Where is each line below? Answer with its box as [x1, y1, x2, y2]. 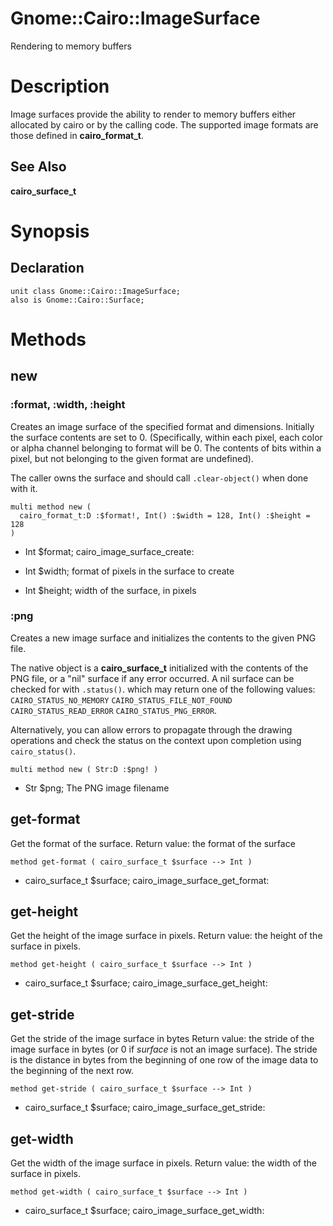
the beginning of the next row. [10, 1065, 135, 1077]
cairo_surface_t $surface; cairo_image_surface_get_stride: [24, 1102, 266, 1114]
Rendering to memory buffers [10, 40, 132, 52]
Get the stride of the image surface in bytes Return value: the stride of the [10, 1033, 315, 1045]
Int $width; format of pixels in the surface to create [24, 565, 235, 577]
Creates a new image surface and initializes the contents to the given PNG [10, 632, 317, 644]
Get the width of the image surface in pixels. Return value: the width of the [10, 1157, 317, 1169]
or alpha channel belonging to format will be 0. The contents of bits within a [10, 442, 322, 454]
